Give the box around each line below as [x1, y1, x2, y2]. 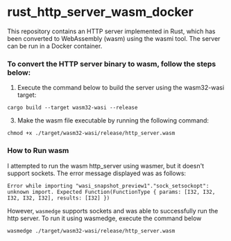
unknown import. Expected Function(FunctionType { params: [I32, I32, [7, 188, 216, 195]
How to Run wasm [7, 146, 69, 156]
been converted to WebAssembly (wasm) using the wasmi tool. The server [7, 34, 221, 42]
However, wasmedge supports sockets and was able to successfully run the [7, 206, 219, 215]
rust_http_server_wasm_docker [7, 4, 194, 20]
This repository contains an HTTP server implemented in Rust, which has [7, 27, 216, 35]
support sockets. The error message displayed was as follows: [7, 169, 186, 177]
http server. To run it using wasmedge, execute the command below [7, 214, 202, 222]
